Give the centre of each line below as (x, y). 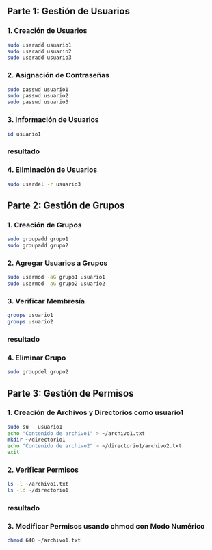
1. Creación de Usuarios (47, 31)
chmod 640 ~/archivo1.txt (44, 540)
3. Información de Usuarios (53, 120)
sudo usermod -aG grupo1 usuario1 (56, 277)
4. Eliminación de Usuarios (52, 170)
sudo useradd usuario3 (39, 58)
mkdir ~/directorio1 (37, 440)
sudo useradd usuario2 (39, 51)
